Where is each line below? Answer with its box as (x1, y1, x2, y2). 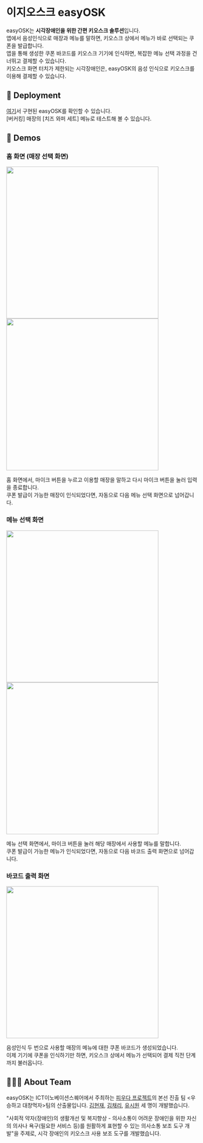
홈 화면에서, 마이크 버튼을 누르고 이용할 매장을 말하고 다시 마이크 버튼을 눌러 (6, 476, 187, 484)
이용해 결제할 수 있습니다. (6, 72, 67, 80)
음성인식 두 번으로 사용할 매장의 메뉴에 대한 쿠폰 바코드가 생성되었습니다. (6, 1044, 178, 1051)
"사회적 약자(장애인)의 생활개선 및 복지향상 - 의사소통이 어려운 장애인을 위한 (6, 1114, 185, 1122)
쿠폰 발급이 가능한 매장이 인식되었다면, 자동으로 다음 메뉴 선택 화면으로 (6, 492, 173, 499)
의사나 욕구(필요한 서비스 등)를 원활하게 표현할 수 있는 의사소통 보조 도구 (12, 1122, 184, 1129)
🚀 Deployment (6, 91, 61, 101)
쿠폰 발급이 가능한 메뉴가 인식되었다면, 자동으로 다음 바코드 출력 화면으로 (6, 847, 178, 854)
